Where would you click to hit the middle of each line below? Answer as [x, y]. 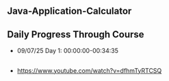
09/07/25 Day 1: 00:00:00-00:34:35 [67, 51]
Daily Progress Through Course [76, 34]
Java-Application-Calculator [69, 11]
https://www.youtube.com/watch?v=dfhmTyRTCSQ [89, 70]
